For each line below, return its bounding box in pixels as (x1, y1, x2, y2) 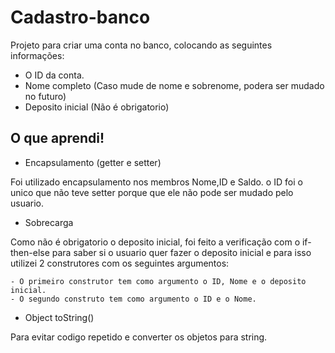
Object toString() (24, 311, 95, 323)
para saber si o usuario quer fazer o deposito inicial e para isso (51, 246, 312, 258)
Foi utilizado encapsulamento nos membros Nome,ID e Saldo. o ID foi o (10, 176, 303, 188)
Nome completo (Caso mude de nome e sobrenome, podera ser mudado (24, 79, 325, 91)
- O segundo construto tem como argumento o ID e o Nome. (10, 294, 257, 304)
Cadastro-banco (10, 6, 151, 29)
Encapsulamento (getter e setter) (24, 156, 162, 168)
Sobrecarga (24, 216, 74, 228)
